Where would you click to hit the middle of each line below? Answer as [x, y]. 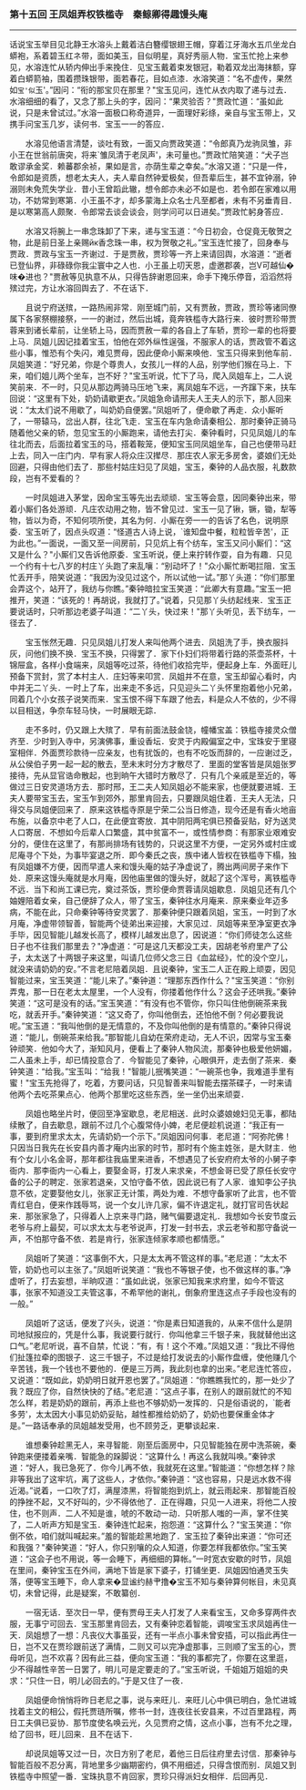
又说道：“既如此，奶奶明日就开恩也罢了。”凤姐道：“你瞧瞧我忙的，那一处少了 [153, 1380]
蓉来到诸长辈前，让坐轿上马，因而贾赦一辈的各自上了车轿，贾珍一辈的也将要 [153, 331]
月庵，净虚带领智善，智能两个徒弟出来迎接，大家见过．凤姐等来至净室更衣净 [153, 924]
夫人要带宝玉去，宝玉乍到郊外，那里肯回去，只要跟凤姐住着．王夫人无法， [149, 798]
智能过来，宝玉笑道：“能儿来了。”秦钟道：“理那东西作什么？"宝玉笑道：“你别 [152, 980]
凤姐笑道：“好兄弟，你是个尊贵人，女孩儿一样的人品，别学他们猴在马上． [147, 364]
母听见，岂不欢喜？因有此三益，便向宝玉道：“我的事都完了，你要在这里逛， [151, 1658]
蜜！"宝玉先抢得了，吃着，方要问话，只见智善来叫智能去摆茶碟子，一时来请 [151, 1083]
